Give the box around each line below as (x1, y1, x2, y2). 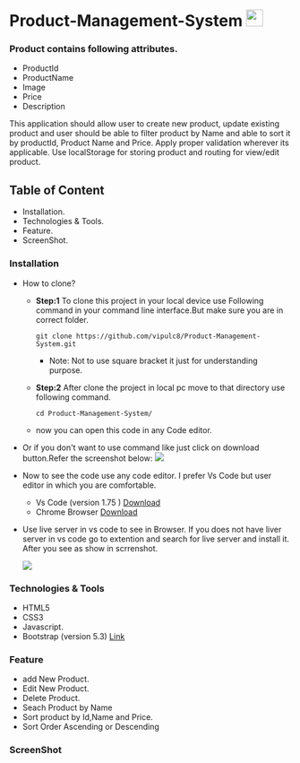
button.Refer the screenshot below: (21, 453, 153, 464)
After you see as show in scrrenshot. (21, 542, 159, 553)
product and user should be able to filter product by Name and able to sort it (9, 128, 291, 139)
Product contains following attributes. (9, 43, 178, 56)
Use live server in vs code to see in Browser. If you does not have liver (21, 524, 282, 534)
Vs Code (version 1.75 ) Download (35, 497, 161, 507)
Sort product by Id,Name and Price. (21, 712, 154, 723)
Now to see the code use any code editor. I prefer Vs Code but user (21, 470, 271, 481)
